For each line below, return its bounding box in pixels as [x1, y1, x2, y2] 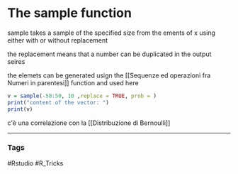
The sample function [7, 5, 132, 21]
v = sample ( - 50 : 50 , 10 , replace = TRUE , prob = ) [7, 92, 157, 99]
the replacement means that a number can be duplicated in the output [7, 50, 212, 58]
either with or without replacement [7, 36, 108, 44]
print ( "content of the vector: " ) [7, 99, 110, 106]
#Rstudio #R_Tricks [7, 158, 64, 168]
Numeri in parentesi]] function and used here [7, 78, 140, 87]
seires [7, 57, 25, 65]
